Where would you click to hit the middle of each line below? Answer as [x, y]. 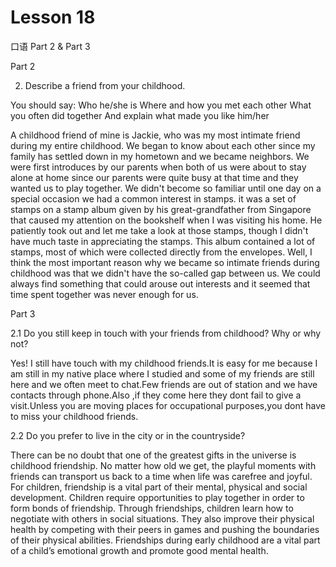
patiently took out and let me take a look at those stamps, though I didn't [159, 230]
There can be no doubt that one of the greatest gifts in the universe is [153, 455]
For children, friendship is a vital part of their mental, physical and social [159, 487]
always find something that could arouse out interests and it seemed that [160, 283]
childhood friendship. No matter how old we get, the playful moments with [163, 465]
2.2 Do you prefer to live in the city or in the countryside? [128, 435]
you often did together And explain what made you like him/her [140, 115]
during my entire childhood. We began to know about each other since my [163, 145]
